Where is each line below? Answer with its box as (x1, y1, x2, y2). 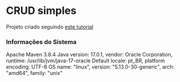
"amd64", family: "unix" (6, 70, 63, 77)
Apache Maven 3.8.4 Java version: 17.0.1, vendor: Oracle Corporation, (6, 51, 173, 58)
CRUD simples (6, 4, 77, 17)
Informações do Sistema (6, 38, 77, 46)
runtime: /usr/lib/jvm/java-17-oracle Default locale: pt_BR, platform (6, 57, 165, 65)
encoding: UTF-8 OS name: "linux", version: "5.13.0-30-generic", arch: (6, 63, 175, 70)
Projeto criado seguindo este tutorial (6, 23, 94, 30)
